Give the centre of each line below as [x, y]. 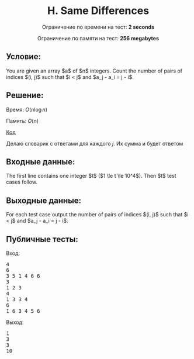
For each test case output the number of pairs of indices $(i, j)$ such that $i [97, 215]
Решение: [25, 96]
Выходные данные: [44, 200]
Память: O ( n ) [22, 120]
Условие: [23, 57]
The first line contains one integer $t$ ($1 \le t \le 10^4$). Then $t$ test [91, 176]
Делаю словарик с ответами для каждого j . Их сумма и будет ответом [95, 143]
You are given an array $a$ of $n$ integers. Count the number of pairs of [94, 71]
